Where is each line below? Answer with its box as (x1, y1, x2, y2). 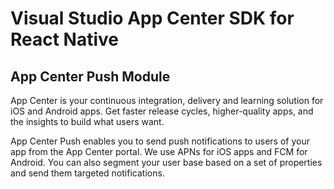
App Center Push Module (10, 68, 171, 85)
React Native (10, 28, 120, 51)
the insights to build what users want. (10, 116, 165, 127)
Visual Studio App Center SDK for (10, 7, 295, 30)
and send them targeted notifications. (10, 167, 165, 179)
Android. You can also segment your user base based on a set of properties (10, 157, 323, 168)
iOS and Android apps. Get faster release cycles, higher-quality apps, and (10, 105, 314, 117)
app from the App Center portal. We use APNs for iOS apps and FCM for (10, 146, 308, 157)
